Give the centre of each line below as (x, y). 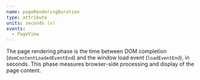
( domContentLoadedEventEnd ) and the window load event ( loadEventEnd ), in (98, 58)
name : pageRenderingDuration (43, 12)
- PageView (25, 34)
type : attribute (27, 17)
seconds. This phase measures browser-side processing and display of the (100, 64)
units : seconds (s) (31, 23)
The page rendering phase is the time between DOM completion (86, 51)
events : (16, 29)
